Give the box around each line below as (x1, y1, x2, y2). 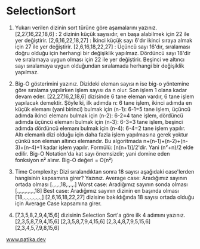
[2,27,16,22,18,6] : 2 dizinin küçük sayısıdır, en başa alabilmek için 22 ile (14, 30, 190, 37)
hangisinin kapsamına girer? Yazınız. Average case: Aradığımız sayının (14, 174, 187, 181)
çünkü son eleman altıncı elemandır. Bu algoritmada (14, 137, 142, 144)
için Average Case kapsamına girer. (14, 199, 102, 207)
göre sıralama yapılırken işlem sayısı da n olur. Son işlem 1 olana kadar (14, 86, 187, 93)
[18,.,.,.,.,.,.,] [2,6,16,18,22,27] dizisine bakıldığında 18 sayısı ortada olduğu (14, 193, 195, 201)
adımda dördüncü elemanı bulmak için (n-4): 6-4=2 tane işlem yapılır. (14, 124, 186, 132)
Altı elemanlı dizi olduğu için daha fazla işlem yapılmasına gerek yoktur (14, 130, 189, 138)
